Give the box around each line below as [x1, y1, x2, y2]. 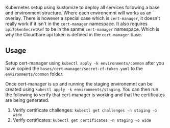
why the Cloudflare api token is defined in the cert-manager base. [5, 32, 142, 37]
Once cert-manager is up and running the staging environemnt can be [5, 80, 153, 87]
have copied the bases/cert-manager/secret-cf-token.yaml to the [5, 65, 143, 71]
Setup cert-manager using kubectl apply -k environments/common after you [5, 60, 164, 66]
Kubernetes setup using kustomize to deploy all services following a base [5, 5, 160, 10]
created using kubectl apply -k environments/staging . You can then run [5, 86, 159, 92]
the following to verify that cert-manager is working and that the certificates [5, 92, 165, 98]
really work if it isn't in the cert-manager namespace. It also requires [5, 20, 148, 27]
